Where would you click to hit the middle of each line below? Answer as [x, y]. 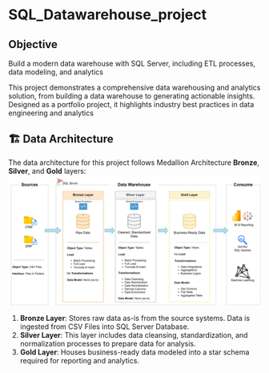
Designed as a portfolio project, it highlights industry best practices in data [131, 104]
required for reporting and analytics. [80, 360]
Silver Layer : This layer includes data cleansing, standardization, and [134, 335]
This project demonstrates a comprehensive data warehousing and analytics [134, 87]
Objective [33, 44]
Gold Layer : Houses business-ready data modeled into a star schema [134, 352]
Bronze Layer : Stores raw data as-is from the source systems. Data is [135, 318]
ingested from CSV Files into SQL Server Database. [104, 327]
